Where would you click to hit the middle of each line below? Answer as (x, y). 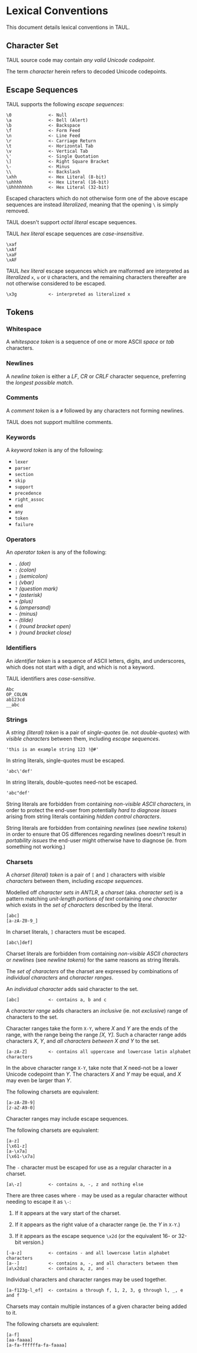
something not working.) (36, 847)
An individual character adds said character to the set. (72, 989)
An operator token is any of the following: (56, 552)
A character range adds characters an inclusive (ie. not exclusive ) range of (97, 1011)
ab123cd (16, 700)
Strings (17, 720)
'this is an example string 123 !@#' (52, 750)
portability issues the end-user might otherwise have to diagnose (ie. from (96, 840)
